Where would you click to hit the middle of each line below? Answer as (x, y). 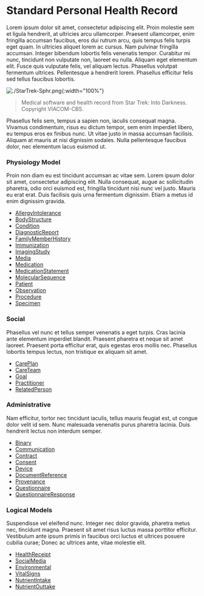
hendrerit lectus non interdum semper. (54, 431)
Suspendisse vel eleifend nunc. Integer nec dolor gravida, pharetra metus (98, 523)
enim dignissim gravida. (36, 201)
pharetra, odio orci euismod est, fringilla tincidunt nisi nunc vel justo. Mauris (101, 188)
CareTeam (28, 370)
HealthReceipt (33, 554)
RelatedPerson (33, 389)
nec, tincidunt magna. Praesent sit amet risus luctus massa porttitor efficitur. (102, 530)
